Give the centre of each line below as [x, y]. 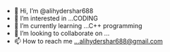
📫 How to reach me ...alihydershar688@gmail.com [89, 41]
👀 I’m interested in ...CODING [56, 18]
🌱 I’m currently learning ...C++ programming [78, 26]
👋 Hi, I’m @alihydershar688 [54, 11]
